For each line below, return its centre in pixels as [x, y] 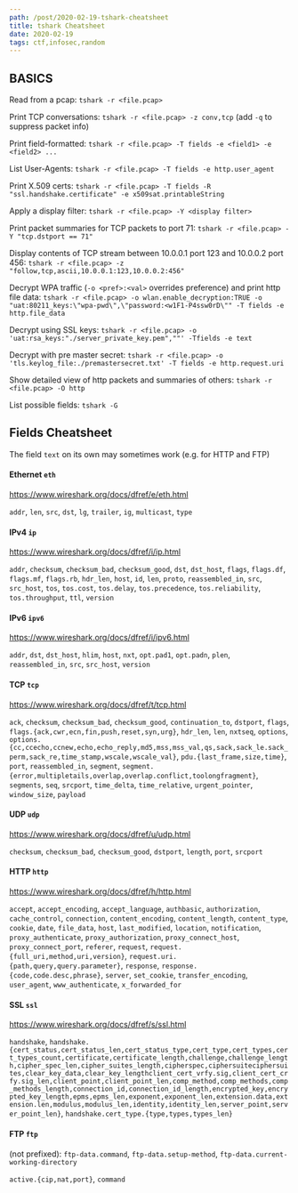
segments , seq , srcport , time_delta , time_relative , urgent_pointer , [131, 785]
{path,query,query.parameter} [65, 966]
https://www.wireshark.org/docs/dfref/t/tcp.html [98, 705]
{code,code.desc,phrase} [55, 976]
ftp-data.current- [254, 1154]
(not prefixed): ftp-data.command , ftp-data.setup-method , [113, 1154]
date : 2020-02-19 [41, 34]
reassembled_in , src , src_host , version [80, 665]
